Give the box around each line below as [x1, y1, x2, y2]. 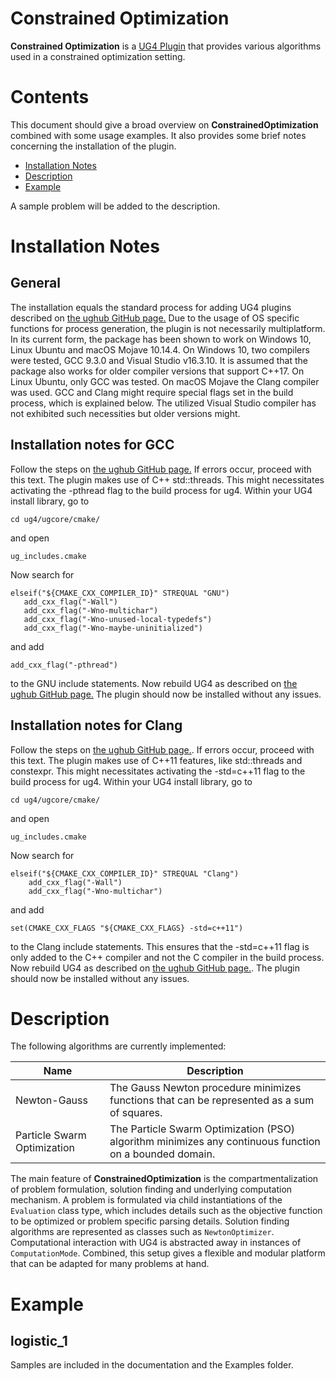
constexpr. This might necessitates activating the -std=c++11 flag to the [10, 765, 306, 777]
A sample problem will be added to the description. [10, 200, 221, 212]
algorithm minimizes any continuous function [109, 1135, 321, 1149]
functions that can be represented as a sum [109, 1093, 315, 1107]
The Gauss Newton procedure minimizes [109, 1081, 302, 1095]
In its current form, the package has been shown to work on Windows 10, [10, 333, 312, 345]
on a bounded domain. [109, 1147, 216, 1161]
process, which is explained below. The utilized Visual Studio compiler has [10, 397, 317, 409]
